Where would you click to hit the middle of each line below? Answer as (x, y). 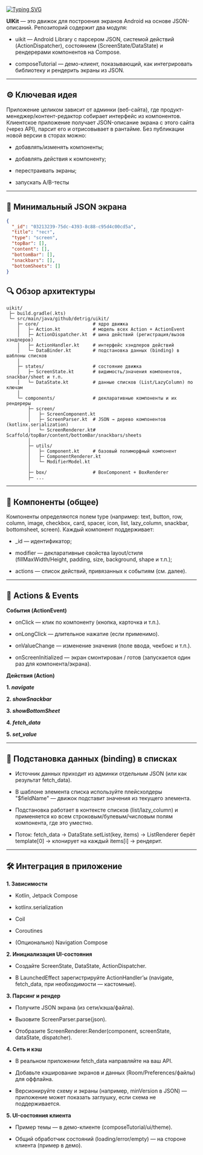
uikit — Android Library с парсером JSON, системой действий (94, 39)
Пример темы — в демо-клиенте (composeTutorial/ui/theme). (94, 1127)
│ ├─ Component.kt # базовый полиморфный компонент (102, 451)
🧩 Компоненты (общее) (53, 502)
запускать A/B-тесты (42, 182)
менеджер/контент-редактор (44, 116)
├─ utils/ (40, 446)
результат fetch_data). (43, 780)
